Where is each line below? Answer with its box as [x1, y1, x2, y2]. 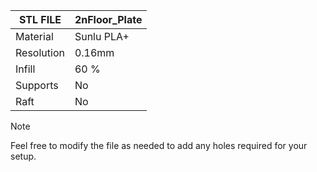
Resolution [15, 46, 65, 59]
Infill [15, 62, 36, 76]
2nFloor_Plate [74, 13, 143, 26]
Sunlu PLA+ [74, 30, 130, 43]
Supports [15, 79, 59, 92]
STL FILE [18, 13, 62, 26]
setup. [10, 150, 37, 162]
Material [15, 30, 54, 43]
